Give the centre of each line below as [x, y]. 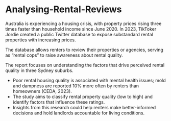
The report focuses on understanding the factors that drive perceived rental [85, 65]
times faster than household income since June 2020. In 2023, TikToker [81, 29]
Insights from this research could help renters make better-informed [84, 107]
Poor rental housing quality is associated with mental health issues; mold [89, 80]
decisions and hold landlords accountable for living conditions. [78, 113]
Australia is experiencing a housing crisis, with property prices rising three [83, 23]
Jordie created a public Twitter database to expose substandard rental [79, 34]
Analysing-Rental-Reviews [64, 9]
